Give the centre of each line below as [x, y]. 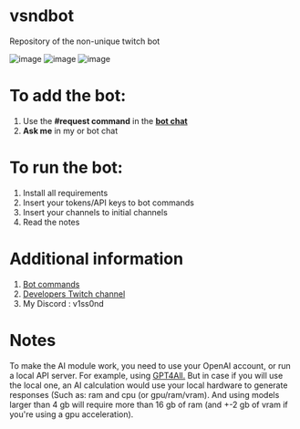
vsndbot [42, 16]
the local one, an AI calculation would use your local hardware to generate [149, 385]
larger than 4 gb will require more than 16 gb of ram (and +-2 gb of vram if [149, 404]
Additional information [97, 259]
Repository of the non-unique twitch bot [85, 41]
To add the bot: [67, 96]
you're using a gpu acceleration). [72, 414]
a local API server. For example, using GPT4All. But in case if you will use [146, 375]
